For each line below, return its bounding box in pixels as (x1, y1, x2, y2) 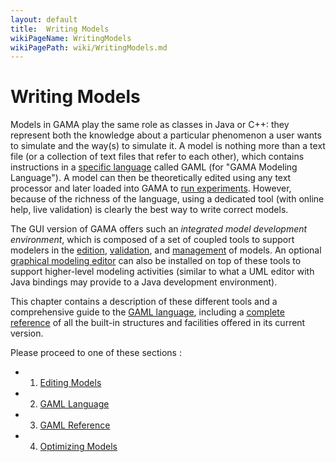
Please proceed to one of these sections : (10, 347, 182, 359)
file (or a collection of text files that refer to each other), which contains (10, 151, 305, 163)
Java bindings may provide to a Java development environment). (10, 276, 278, 288)
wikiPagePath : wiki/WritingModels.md (10, 42, 168, 53)
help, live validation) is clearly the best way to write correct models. (10, 204, 289, 216)
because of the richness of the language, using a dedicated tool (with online (10, 193, 325, 205)
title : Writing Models (10, 24, 110, 34)
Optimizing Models (39, 441, 118, 453)
